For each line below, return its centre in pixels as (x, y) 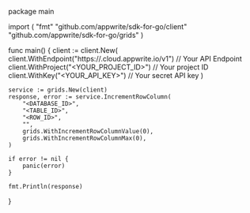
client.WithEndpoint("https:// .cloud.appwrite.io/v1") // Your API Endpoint (125, 59)
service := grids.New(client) (58, 90)
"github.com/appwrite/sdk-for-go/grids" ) (76, 35)
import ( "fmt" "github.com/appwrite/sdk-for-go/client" (98, 26)
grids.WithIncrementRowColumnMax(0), (85, 138)
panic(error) (44, 166)
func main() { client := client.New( (63, 50)
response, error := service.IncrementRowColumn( (90, 97)
